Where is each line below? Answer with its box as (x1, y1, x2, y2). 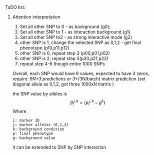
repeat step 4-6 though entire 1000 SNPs (19, 61, 105, 66)
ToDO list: (5, 4, 25, 10)
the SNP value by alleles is (12, 91, 67, 96)
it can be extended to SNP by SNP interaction (12, 144, 106, 150)
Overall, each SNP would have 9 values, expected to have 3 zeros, (12, 70, 149, 76)
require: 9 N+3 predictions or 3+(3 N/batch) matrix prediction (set (12, 76, 146, 81)
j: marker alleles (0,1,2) (12, 122, 69, 127)
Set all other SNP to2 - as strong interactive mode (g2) (19, 34, 132, 40)
